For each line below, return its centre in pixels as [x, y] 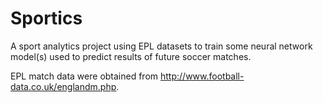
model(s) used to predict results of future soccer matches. [131, 56]
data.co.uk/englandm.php [63, 86]
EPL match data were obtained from [84, 76]
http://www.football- [202, 76]
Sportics [46, 18]
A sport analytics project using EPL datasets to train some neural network [161, 46]
